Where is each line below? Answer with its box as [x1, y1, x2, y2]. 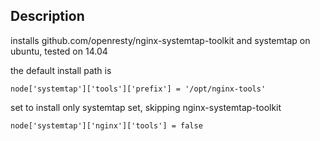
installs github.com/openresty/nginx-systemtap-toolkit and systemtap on [10, 34, 311, 46]
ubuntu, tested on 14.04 [10, 45, 108, 57]
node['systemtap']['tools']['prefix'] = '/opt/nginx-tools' [10, 84, 267, 94]
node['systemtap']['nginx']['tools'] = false [10, 120, 203, 131]
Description [10, 8, 85, 25]
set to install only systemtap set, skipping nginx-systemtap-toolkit [10, 101, 282, 113]
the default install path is [10, 64, 112, 76]
